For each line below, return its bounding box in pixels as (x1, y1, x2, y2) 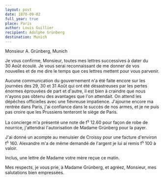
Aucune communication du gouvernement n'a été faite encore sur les (5, 77, 146, 84)
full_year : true (5, 16, 38, 21)
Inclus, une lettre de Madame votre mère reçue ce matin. (5, 155, 120, 161)
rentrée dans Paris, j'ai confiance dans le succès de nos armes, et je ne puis (5, 104, 160, 110)
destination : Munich (5, 35, 48, 40)
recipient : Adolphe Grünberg (5, 30, 65, 35)
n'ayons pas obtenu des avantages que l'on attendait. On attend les (5, 93, 142, 99)
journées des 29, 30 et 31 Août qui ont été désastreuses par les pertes (5, 83, 147, 89)
